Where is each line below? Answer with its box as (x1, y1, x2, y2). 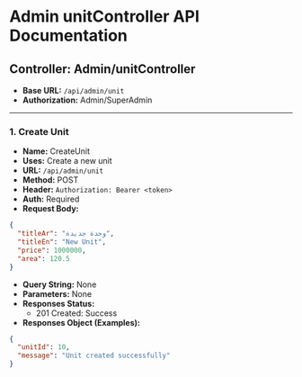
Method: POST (22, 175, 79, 185)
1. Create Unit (9, 125, 69, 138)
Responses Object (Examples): (22, 317, 141, 328)
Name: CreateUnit (22, 146, 91, 157)
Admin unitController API (9, 6, 200, 27)
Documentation (9, 25, 129, 46)
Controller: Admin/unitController (9, 61, 196, 76)
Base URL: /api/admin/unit (22, 85, 125, 95)
